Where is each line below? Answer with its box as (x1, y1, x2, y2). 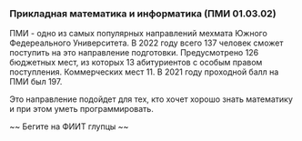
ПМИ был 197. (9, 76, 63, 87)
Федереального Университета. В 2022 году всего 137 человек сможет (9, 37, 284, 48)
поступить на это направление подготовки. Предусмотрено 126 (9, 47, 259, 58)
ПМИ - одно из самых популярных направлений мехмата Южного (9, 28, 268, 39)
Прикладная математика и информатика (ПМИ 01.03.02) (9, 7, 277, 20)
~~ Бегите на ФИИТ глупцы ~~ (9, 121, 129, 132)
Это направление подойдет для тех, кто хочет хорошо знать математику (9, 94, 294, 105)
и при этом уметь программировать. (9, 104, 155, 115)
